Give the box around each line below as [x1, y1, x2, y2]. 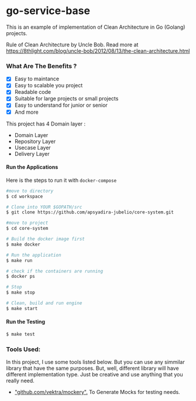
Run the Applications [6, 164, 59, 171]
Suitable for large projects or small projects [14, 95, 119, 102]
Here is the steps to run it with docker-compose [6, 176, 117, 183]
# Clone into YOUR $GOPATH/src [6, 204, 82, 210]
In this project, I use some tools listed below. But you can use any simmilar [6, 359, 185, 366]
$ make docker [6, 242, 41, 247]
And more [14, 108, 39, 115]
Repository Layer [14, 138, 56, 145]
